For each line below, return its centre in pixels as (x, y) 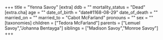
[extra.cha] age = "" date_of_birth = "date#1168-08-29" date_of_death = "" (81, 12)
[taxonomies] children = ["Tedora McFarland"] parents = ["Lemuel (73, 23)
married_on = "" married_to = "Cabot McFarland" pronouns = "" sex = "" (79, 18)
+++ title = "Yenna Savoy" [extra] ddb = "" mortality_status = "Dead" (75, 7)
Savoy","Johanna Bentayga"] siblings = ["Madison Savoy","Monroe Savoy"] (81, 28)
